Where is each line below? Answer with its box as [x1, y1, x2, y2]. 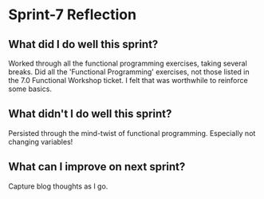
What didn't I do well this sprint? [8, 107, 172, 121]
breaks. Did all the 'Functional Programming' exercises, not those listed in [8, 67, 250, 77]
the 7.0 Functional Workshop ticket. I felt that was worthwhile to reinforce [8, 76, 249, 85]
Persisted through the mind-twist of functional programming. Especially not [8, 128, 256, 137]
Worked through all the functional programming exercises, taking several [8, 58, 247, 68]
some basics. [8, 84, 52, 94]
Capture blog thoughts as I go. [8, 181, 108, 191]
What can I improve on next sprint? [8, 160, 186, 173]
